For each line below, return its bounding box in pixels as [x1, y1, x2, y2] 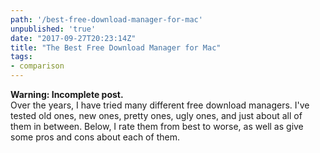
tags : [10, 52, 33, 62]
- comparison [10, 61, 65, 71]
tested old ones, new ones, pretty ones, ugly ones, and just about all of [10, 110, 303, 121]
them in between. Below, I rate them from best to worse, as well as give [10, 121, 304, 132]
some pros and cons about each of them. [10, 131, 180, 143]
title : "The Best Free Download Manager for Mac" [10, 42, 222, 53]
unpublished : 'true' [10, 24, 97, 34]
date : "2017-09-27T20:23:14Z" [10, 33, 137, 43]
